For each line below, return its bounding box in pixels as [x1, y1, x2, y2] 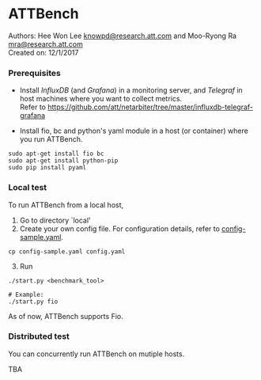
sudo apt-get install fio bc [8, 150, 104, 158]
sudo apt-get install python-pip [8, 157, 119, 165]
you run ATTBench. [19, 135, 83, 144]
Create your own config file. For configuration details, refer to [19, 223, 220, 234]
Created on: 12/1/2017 [8, 47, 79, 57]
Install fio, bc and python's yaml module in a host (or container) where [19, 126, 249, 135]
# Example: [8, 291, 44, 298]
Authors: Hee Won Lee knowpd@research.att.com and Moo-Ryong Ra [8, 31, 237, 40]
